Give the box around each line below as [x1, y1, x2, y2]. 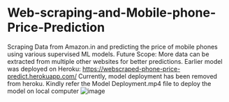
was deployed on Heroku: [7, 65, 82, 73]
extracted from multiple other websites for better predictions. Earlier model [7, 57, 223, 65]
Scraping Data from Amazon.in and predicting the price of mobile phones [7, 42, 218, 51]
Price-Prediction [7, 19, 105, 35]
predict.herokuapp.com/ [7, 71, 77, 80]
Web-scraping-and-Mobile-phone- [7, 5, 216, 21]
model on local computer [7, 87, 79, 95]
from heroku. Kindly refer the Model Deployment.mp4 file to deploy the [7, 79, 212, 87]
